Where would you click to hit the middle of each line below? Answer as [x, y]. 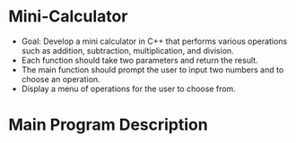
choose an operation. [61, 79]
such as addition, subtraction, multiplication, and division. [127, 50]
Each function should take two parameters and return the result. [139, 60]
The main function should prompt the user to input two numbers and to [152, 70]
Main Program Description [108, 125]
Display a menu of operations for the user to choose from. [129, 88]
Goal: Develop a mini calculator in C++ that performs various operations [154, 41]
